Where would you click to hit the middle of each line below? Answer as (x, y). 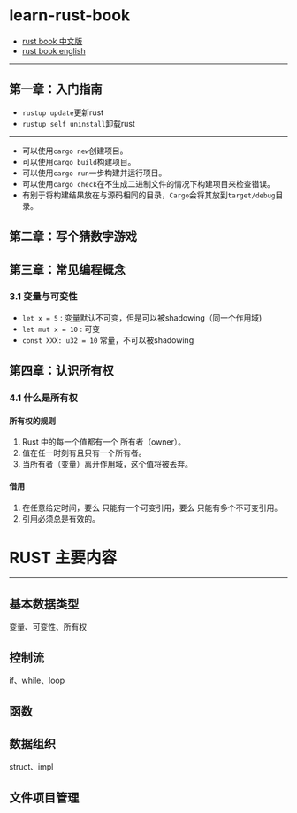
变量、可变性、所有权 (48, 627)
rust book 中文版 (52, 41)
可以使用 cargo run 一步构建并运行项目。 (94, 173)
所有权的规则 (32, 421)
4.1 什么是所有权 (43, 398)
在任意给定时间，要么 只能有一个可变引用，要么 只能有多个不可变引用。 (152, 507)
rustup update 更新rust (63, 112)
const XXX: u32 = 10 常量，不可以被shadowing (108, 340)
